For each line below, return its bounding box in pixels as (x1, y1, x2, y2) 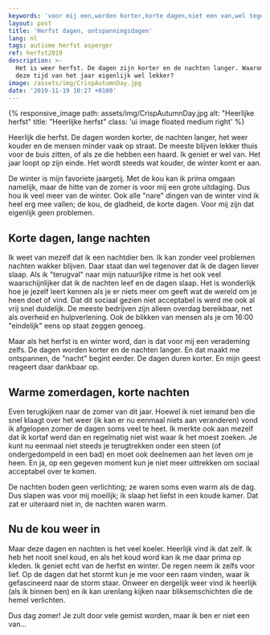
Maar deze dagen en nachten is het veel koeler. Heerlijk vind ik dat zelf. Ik (8, 543, 252, 553)
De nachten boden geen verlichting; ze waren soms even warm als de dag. (8, 482, 256, 491)
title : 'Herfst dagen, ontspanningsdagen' (8, 27, 153, 35)
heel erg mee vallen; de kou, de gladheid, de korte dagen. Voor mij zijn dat (8, 199, 255, 209)
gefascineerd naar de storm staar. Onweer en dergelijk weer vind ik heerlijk (8, 578, 257, 588)
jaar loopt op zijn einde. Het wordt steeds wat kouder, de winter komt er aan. (8, 158, 262, 168)
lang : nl (8, 34, 38, 43)
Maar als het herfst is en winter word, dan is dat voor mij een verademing (8, 337, 251, 346)
